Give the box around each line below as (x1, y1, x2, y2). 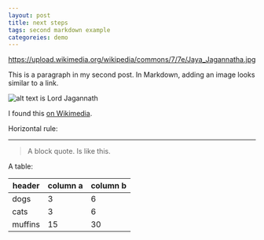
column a (47, 180, 84, 191)
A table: (8, 162, 34, 171)
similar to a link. (8, 78, 59, 88)
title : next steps (8, 19, 68, 27)
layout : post (8, 11, 51, 20)
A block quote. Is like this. (27, 147, 112, 156)
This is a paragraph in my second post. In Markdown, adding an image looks (8, 70, 255, 79)
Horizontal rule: (8, 124, 58, 133)
